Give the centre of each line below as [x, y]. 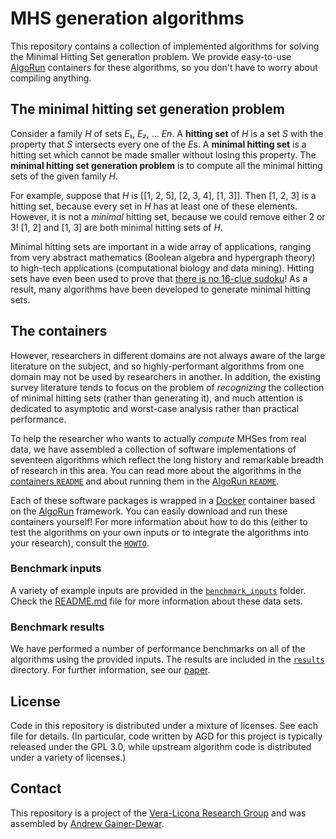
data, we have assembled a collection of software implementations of [153, 449]
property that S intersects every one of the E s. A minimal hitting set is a [158, 144]
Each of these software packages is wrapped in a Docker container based [163, 500]
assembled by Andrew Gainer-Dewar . [87, 823]
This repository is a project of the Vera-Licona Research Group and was [158, 813]
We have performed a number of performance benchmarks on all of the [158, 649]
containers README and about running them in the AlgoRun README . [145, 481]
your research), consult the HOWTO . [80, 543]
